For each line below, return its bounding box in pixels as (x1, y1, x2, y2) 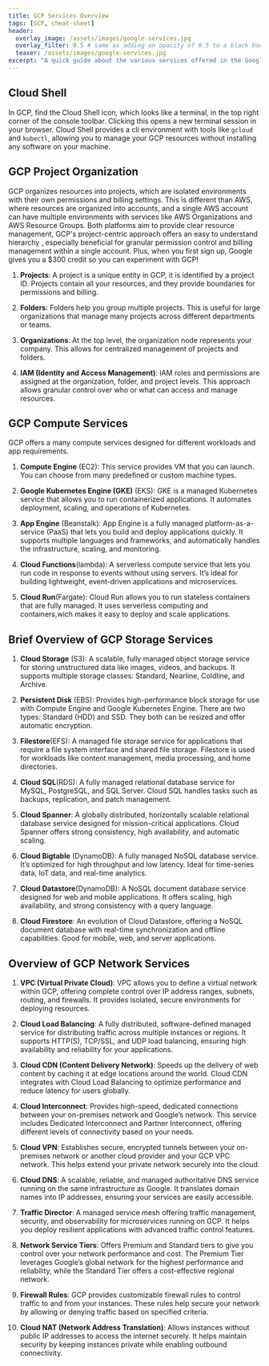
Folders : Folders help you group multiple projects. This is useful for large (19, 303, 261, 312)
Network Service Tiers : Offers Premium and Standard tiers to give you (19, 1240, 254, 1250)
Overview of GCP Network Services (8, 957, 191, 970)
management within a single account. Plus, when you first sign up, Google (8, 246, 253, 255)
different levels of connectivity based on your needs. (19, 1127, 195, 1136)
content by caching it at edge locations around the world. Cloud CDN (19, 1068, 248, 1078)
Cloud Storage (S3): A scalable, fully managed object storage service (19, 654, 251, 664)
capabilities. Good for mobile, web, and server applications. (19, 933, 217, 943)
